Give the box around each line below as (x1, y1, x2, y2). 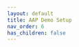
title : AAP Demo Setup (7, 17, 72, 23)
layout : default (7, 10, 54, 17)
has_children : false (7, 29, 67, 37)
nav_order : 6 (7, 23, 45, 30)
